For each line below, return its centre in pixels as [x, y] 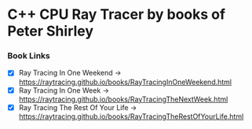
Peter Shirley [51, 31]
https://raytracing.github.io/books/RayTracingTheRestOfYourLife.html [131, 116]
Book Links [29, 56]
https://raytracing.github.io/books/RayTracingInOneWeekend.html [125, 82]
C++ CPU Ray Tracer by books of [116, 15]
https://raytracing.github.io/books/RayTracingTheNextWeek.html [123, 99]
